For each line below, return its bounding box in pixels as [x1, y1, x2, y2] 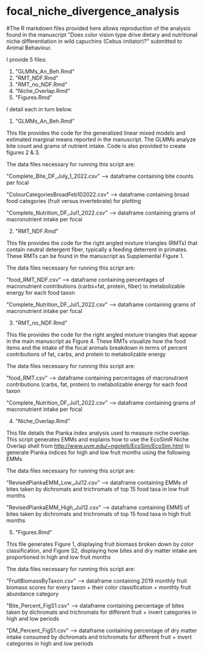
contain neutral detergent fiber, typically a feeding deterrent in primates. [6, 246, 188, 253]
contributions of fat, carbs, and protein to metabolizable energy [6, 350, 166, 358]
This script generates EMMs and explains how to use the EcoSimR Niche [6, 435, 189, 443]
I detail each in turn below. [6, 105, 73, 113]
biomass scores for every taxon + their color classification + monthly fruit [6, 583, 191, 591]
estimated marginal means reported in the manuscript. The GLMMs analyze [6, 136, 197, 143]
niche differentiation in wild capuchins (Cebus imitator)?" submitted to [6, 37, 183, 45]
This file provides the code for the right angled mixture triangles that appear [6, 331, 197, 338]
